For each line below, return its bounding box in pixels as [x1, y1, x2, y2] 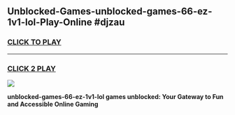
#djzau [94, 17, 125, 29]
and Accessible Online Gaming [7, 100, 99, 108]
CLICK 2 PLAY [7, 63, 56, 73]
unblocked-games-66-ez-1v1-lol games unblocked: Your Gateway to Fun [7, 92, 224, 100]
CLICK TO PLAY [7, 38, 62, 47]
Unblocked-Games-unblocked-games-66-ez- [7, 6, 213, 17]
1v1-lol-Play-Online [7, 17, 92, 29]
